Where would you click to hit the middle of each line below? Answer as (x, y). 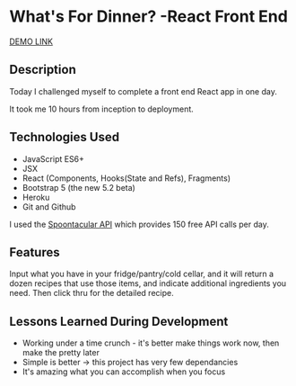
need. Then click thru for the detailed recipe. (91, 293)
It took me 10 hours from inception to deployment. (102, 109)
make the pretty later (61, 353)
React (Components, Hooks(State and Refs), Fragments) (126, 178)
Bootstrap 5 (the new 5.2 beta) (79, 187)
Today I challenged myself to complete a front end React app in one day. (144, 91)
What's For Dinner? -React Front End (149, 17)
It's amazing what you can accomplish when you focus (124, 372)
